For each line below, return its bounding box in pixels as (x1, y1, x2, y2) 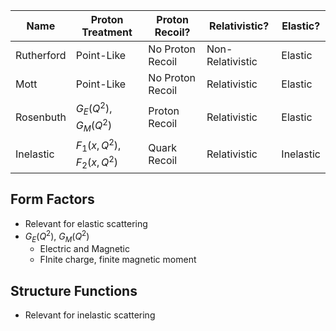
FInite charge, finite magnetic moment (39, 254, 197, 266)
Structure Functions (10, 282, 138, 299)
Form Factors (10, 191, 95, 208)
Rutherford (15, 49, 67, 62)
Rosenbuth (15, 110, 67, 124)
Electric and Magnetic (39, 243, 131, 255)
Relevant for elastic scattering (24, 217, 148, 229)
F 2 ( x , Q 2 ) (75, 153, 119, 171)
